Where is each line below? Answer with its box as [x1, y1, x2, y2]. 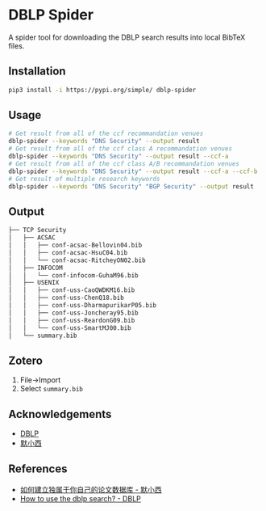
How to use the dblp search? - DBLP [19, 493, 141, 503]
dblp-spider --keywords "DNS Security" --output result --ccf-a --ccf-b [8, 167, 258, 175]
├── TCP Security [8, 226, 67, 234]
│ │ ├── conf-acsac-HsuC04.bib [8, 248, 128, 256]
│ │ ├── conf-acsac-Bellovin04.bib [8, 241, 143, 249]
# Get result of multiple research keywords [8, 175, 160, 183]
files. [8, 40, 25, 50]
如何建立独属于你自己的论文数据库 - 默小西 [19, 484, 163, 494]
